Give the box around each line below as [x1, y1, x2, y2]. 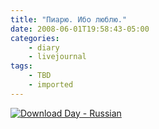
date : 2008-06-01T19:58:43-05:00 [10, 24, 150, 34]
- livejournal [28, 52, 87, 62]
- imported [28, 80, 74, 90]
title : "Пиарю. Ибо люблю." [10, 14, 128, 25]
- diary [28, 42, 60, 53]
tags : [10, 61, 33, 71]
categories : [10, 33, 60, 43]
